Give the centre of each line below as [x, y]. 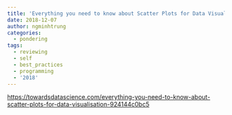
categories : [24, 33]
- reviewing [31, 52]
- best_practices [38, 65]
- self [23, 59]
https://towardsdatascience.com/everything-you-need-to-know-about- [109, 97]
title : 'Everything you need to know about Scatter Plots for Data [106, 13]
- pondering [31, 39]
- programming [33, 71]
